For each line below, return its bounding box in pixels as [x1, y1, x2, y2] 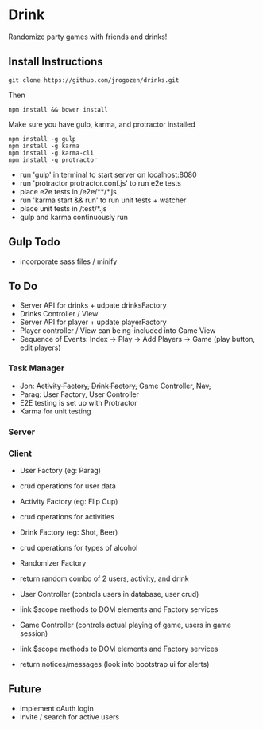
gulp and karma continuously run [19, 212, 129, 221]
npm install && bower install [8, 105, 109, 113]
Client [8, 448, 32, 459]
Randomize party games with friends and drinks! [8, 32, 168, 41]
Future [8, 683, 42, 696]
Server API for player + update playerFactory [19, 317, 167, 327]
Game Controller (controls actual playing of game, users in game [19, 620, 232, 629]
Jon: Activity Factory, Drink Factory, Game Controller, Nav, [19, 381, 211, 390]
